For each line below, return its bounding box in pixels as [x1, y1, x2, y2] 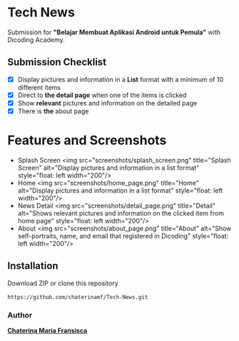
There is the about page [17, 106, 89, 115]
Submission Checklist [7, 56, 107, 68]
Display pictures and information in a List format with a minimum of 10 [17, 75, 223, 83]
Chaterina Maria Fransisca [7, 326, 88, 335]
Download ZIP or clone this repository [7, 279, 119, 287]
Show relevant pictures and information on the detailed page [17, 98, 198, 107]
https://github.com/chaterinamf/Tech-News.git [7, 293, 148, 300]
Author [7, 310, 33, 320]
